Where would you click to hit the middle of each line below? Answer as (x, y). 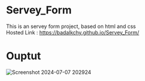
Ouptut (23, 56)
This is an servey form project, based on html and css (71, 26)
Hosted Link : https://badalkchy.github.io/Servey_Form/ (73, 32)
